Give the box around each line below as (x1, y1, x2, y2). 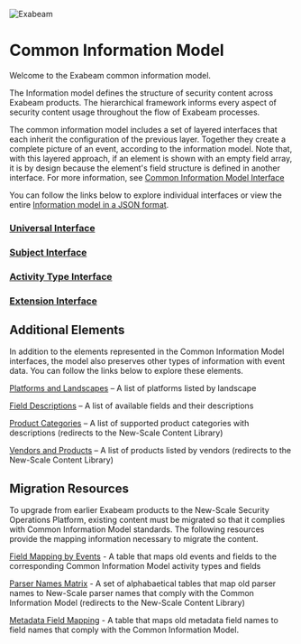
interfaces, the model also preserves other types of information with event (9, 356, 286, 367)
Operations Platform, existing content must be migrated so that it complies (9, 515, 286, 526)
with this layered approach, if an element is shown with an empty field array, (9, 153, 293, 163)
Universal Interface (9, 221, 96, 234)
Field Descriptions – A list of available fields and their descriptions (9, 400, 254, 411)
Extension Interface (9, 294, 97, 307)
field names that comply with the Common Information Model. (9, 624, 240, 636)
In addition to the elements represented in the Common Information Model (9, 346, 285, 357)
